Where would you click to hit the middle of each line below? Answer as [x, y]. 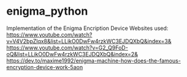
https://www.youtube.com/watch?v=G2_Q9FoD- [67, 48]
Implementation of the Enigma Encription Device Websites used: [87, 28]
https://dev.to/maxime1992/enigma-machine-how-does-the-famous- [93, 61]
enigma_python [47, 11]
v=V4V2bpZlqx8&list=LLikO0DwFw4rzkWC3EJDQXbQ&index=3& [89, 41]
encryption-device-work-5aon [45, 67]
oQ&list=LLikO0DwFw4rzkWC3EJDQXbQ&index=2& [72, 54]
